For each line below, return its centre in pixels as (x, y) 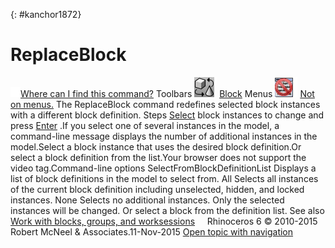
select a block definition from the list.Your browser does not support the (158, 157)
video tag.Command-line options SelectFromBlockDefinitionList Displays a (163, 168)
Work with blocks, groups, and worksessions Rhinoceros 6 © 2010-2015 (164, 221)
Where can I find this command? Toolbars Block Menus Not (167, 93)
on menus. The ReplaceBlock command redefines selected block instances (165, 104)
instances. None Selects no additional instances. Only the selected (147, 200)
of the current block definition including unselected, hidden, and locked (157, 189)
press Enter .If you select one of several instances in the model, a (145, 125)
